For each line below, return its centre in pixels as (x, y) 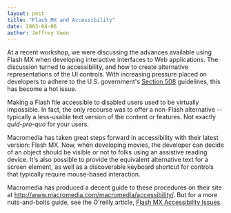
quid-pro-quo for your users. (48, 124)
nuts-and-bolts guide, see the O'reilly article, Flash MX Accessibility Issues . (114, 202)
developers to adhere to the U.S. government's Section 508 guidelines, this (114, 82)
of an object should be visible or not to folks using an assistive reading (107, 152)
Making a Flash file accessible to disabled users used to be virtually (103, 102)
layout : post (26, 13)
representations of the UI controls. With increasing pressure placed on (107, 74)
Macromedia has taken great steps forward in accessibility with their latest (113, 138)
